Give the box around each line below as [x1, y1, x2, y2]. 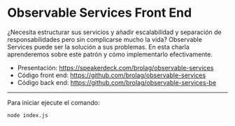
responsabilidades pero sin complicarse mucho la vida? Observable [7, 35, 203, 43]
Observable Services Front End [7, 5, 192, 21]
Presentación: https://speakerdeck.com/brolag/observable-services [17, 63, 214, 72]
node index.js [7, 111, 49, 119]
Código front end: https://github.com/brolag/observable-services [17, 71, 206, 79]
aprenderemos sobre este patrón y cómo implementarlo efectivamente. [7, 50, 213, 58]
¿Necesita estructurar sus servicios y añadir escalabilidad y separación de [7, 28, 222, 36]
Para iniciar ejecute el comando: [7, 98, 100, 107]
